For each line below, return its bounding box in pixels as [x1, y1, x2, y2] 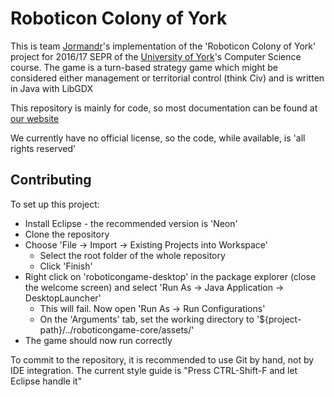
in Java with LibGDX [10, 82, 93, 94]
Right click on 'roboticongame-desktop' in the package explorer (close [24, 270, 317, 282]
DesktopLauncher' [24, 292, 102, 304]
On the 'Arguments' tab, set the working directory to [39, 313, 255, 325]
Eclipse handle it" [10, 375, 83, 387]
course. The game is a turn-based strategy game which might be [10, 61, 278, 73]
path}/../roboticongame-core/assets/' [39, 323, 195, 336]
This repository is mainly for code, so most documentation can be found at [10, 102, 318, 114]
